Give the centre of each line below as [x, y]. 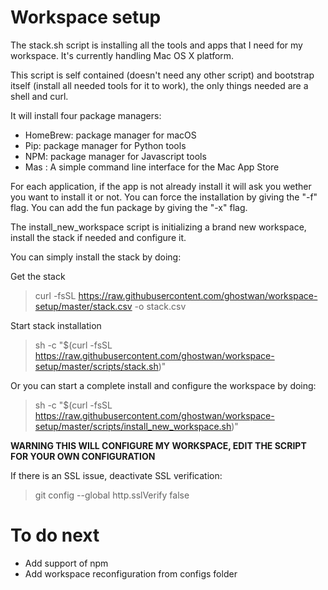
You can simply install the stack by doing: [96, 257]
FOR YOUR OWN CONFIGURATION [83, 456]
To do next [55, 535]
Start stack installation [56, 325]
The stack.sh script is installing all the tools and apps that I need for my [156, 45]
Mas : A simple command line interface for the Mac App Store [152, 167]
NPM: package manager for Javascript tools [115, 156]
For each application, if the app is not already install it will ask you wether [161, 186]
